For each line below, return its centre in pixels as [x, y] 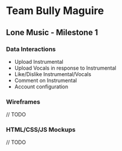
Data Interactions [31, 49]
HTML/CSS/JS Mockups [41, 130]
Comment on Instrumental [46, 80]
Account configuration [41, 87]
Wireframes [23, 102]
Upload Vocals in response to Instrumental [65, 68]
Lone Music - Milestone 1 [52, 32]
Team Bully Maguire [55, 11]
